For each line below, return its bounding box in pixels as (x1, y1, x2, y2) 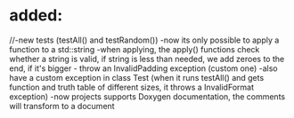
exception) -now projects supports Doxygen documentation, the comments (9, 90, 286, 102)
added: (9, 5, 63, 26)
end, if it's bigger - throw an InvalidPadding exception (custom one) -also (9, 63, 278, 74)
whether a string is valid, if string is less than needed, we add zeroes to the (9, 53, 285, 64)
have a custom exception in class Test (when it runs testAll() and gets (9, 72, 265, 83)
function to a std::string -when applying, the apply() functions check (9, 43, 260, 54)
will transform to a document (9, 100, 115, 111)
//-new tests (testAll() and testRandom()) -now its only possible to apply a (9, 35, 280, 45)
